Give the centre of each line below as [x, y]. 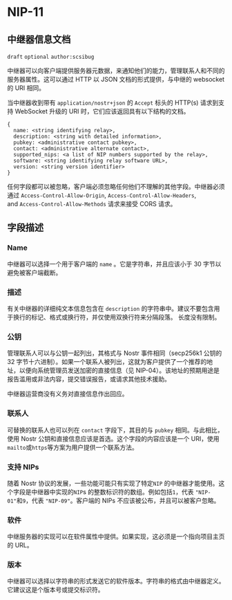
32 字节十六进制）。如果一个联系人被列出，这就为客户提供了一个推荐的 [107, 362]
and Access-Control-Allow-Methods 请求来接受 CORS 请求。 [92, 204]
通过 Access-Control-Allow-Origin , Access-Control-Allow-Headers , [102, 195]
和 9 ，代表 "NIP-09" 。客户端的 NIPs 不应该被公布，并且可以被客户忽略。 [118, 500]
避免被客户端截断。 [35, 272]
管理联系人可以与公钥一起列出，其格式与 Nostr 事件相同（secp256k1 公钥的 [115, 353]
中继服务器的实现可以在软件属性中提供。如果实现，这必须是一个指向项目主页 [116, 536]
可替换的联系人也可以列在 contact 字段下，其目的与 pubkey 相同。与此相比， [115, 430]
